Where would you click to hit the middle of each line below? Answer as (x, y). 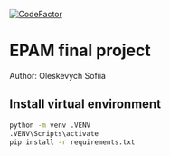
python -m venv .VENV (50, 125)
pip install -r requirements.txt (72, 142)
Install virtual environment (85, 104)
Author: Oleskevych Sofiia (58, 75)
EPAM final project (80, 51)
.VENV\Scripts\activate (54, 133)
